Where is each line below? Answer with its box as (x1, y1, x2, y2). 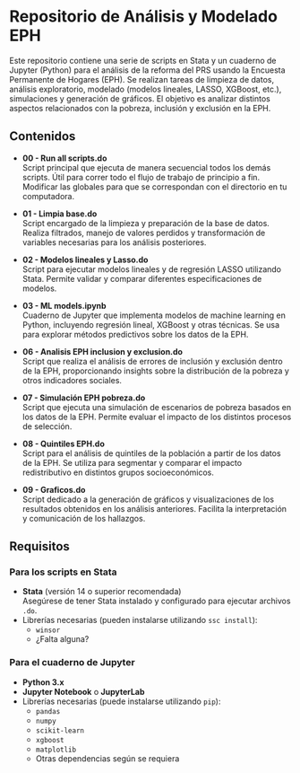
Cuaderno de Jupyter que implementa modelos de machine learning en (21, 310, 287, 321)
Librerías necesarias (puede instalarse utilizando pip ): (21, 696, 221, 707)
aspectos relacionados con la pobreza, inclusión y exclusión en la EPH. (9, 102, 271, 113)
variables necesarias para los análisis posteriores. (21, 236, 207, 248)
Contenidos (9, 128, 76, 145)
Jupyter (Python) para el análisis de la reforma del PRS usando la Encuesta (9, 65, 286, 75)
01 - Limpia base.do (21, 208, 98, 219)
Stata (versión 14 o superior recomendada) (21, 586, 182, 597)
